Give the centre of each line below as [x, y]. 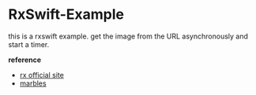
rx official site [42, 75]
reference [25, 60]
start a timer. [29, 44]
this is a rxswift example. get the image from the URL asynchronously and [128, 36]
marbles [33, 83]
